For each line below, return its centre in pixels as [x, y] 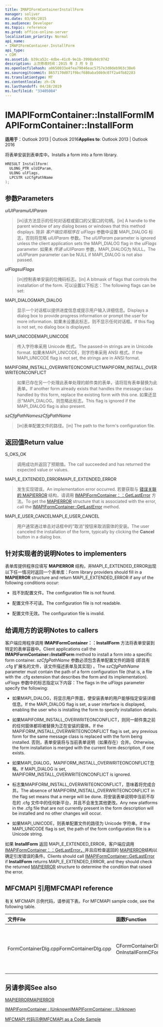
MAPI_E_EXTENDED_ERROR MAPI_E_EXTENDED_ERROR [61, 479]
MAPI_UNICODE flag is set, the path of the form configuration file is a [81, 829]
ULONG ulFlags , [25, 173]
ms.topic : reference [26, 28]
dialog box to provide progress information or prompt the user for [82, 315]
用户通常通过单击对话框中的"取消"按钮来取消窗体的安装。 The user [83, 526]
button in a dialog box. [39, 537]
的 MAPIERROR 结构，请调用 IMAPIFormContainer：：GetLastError [84, 495]
